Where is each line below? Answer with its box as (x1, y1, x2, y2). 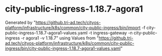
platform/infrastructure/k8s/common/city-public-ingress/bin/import (5, 24, 141, 30)
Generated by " (5, 19, 36, 25)
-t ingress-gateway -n (88, 30, 133, 36)
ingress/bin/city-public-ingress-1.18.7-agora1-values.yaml (5, 45, 121, 51)
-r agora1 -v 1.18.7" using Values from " (21, 35, 99, 41)
